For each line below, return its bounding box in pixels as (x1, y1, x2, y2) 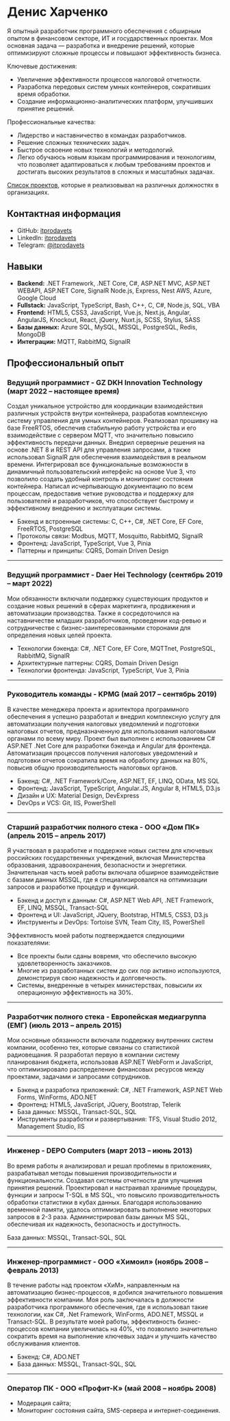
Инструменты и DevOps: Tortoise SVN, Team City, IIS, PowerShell (16, 918, 205, 927)
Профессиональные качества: (7, 117, 96, 126)
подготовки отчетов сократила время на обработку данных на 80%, (7, 756, 208, 764)
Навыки (7, 261, 43, 273)
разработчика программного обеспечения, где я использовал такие (7, 1303, 209, 1311)
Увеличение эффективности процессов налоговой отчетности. (16, 75, 202, 83)
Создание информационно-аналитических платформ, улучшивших (16, 97, 214, 105)
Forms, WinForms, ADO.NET (16, 1093, 97, 1102)
